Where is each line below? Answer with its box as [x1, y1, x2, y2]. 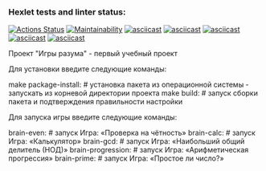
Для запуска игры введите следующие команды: [8, 112, 178, 122]
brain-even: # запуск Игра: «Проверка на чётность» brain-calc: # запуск [8, 128, 256, 138]
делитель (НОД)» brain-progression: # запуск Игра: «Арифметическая [8, 145, 249, 155]
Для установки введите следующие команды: [8, 64, 167, 74]
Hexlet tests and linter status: [8, 6, 126, 18]
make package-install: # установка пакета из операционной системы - [8, 79, 249, 90]
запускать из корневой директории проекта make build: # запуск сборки [8, 88, 259, 98]
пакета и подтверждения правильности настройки [8, 97, 183, 107]
